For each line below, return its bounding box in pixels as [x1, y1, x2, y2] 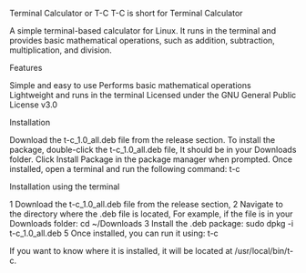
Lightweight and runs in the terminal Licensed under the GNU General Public [9, 90, 297, 100]
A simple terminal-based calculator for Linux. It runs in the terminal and [9, 25, 276, 35]
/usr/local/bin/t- [234, 246, 294, 256]
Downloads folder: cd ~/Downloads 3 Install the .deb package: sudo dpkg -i [9, 218, 294, 228]
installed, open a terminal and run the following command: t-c [9, 164, 240, 174]
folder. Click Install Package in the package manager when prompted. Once [9, 154, 293, 165]
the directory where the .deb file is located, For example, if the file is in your [9, 208, 293, 219]
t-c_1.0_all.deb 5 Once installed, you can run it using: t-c [9, 227, 219, 238]
